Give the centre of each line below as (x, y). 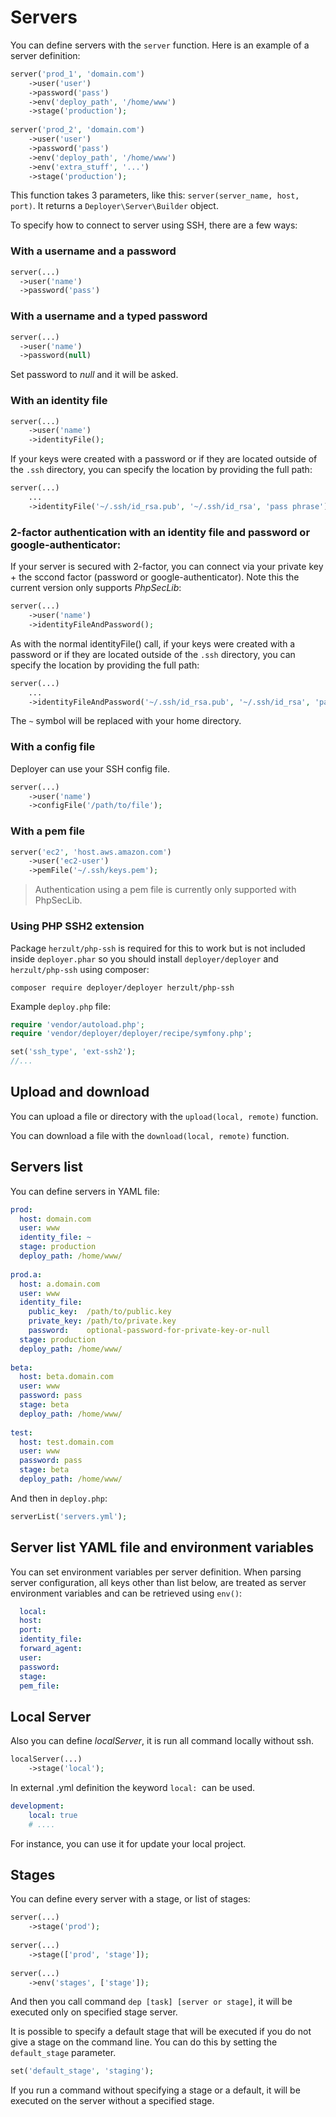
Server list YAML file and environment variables (162, 1547)
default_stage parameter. (63, 2053)
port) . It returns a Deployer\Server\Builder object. (114, 206)
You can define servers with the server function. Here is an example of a (160, 45)
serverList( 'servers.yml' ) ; (69, 1516)
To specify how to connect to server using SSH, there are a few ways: (154, 225)
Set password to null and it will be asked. (94, 375)
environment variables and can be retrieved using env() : (126, 1593)
